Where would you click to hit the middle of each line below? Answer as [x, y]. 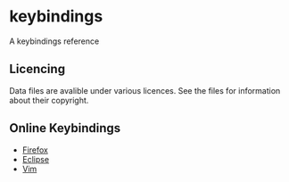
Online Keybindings [65, 128]
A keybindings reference [54, 41]
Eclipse [36, 159]
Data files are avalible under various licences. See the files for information [145, 90]
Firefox [35, 150]
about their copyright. [49, 100]
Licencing [37, 69]
